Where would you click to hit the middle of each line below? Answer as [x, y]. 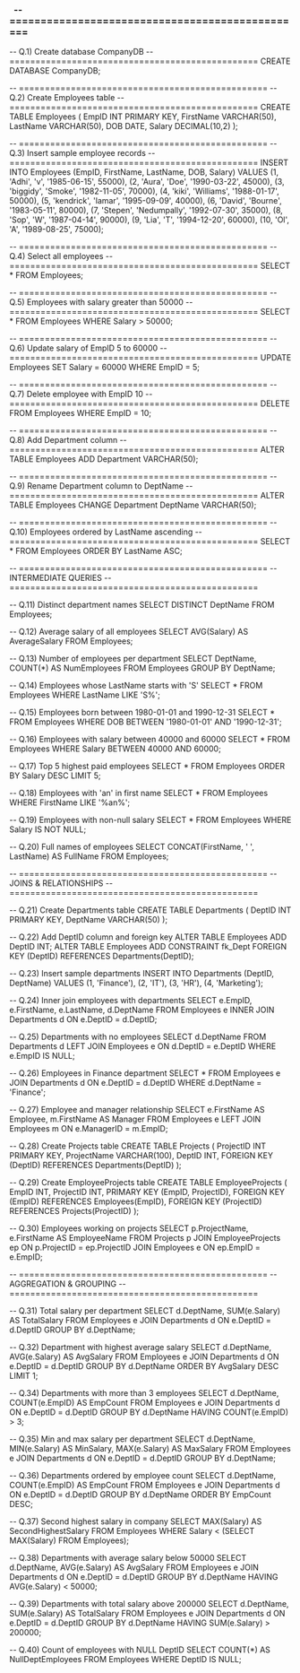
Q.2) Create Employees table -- [67, 98]
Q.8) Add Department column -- [68, 440]
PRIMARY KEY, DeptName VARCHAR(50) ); [89, 920]
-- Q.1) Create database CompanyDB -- [81, 52]
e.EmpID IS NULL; [42, 1056]
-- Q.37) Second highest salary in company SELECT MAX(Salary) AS [136, 1521]
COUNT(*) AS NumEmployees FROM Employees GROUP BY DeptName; [142, 668]
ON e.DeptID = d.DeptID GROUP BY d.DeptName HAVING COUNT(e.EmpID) [149, 1412]
